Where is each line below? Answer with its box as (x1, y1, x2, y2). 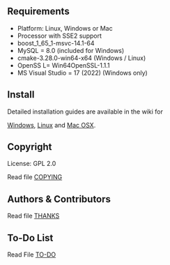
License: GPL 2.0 (7, 160, 56, 168)
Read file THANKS (7, 212, 60, 220)
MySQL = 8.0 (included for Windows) (17, 46, 125, 54)
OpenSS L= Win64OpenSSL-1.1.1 (17, 61, 110, 69)
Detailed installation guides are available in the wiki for (7, 107, 164, 116)
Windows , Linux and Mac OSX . (7, 121, 96, 129)
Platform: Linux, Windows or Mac (17, 24, 113, 32)
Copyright (7, 141, 52, 153)
